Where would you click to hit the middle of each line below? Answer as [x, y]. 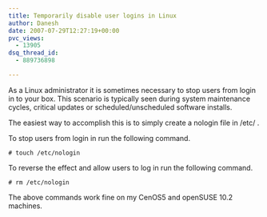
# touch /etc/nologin [44, 153]
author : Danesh [34, 23]
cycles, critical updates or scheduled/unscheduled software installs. [120, 107]
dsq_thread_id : [34, 53]
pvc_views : [26, 38]
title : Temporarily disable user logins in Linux [93, 16]
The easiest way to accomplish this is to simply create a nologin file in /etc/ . [134, 123]
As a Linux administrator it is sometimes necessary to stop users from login [132, 90]
